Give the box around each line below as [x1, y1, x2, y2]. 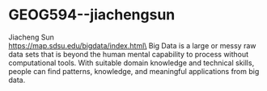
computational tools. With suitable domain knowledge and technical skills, [8, 58, 255, 68]
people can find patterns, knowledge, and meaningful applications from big [8, 66, 260, 76]
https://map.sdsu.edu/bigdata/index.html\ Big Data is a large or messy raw [8, 40, 256, 50]
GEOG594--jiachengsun [8, 6, 176, 24]
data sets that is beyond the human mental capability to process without [8, 49, 249, 59]
